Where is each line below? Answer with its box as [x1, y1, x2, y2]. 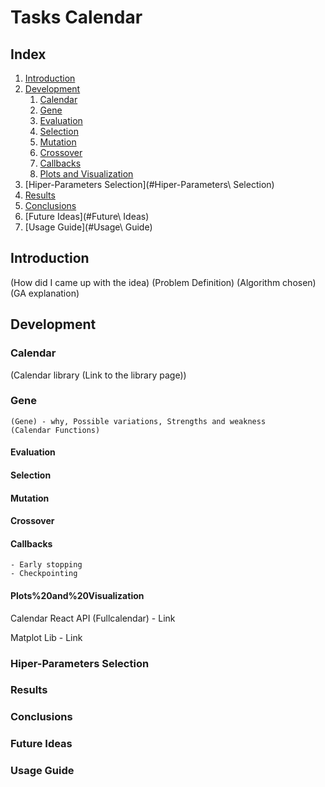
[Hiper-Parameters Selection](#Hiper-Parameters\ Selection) [24, 179, 275, 190]
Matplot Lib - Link [10, 631, 83, 643]
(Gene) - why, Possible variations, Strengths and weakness [10, 416, 267, 426]
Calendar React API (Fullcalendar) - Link [10, 612, 176, 624]
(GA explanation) [10, 287, 80, 299]
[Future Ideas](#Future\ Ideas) [24, 211, 150, 222]
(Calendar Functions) [10, 425, 101, 435]
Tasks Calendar [10, 6, 143, 29]
